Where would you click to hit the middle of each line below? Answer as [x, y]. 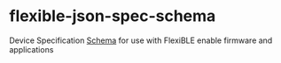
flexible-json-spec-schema [113, 16]
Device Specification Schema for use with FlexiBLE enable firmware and [141, 40]
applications [31, 49]
